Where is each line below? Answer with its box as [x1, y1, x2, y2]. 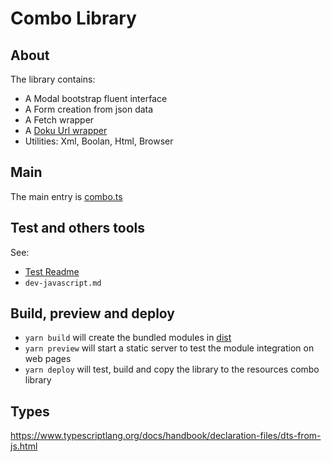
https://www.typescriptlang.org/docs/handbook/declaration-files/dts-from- [10, 430, 322, 442]
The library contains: [10, 73, 96, 85]
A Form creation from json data [24, 103, 154, 115]
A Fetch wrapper [24, 114, 95, 126]
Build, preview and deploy [10, 305, 175, 322]
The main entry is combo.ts [10, 190, 123, 202]
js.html [10, 440, 38, 452]
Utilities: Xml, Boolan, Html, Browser [24, 135, 174, 147]
